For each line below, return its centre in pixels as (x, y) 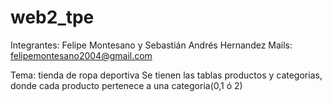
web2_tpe (52, 17)
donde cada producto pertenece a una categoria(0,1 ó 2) (126, 85)
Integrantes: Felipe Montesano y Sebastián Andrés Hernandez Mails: (151, 45)
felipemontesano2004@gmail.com (81, 55)
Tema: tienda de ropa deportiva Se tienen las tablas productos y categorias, (166, 75)
